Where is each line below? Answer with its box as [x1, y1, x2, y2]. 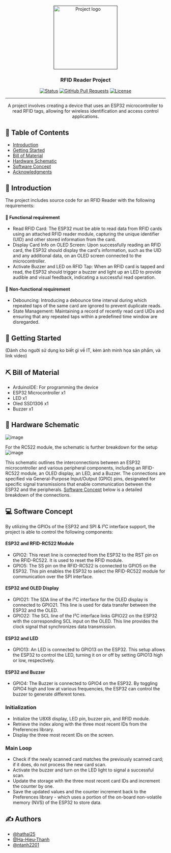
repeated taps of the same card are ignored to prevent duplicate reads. [12, 303, 162, 309]
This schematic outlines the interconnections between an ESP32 [5, 459, 140, 466]
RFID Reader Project [60, 76, 111, 83]
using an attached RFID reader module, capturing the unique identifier [12, 231, 160, 237]
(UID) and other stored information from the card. [12, 237, 116, 243]
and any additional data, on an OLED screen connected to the [12, 253, 142, 259]
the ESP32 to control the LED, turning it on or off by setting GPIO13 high [12, 652, 163, 658]
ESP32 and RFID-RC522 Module [5, 540, 74, 547]
